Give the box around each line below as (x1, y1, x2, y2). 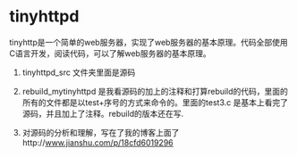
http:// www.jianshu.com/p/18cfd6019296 (21, 136, 174, 148)
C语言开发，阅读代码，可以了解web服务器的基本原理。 (9, 47, 212, 59)
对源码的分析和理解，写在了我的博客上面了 (21, 127, 180, 137)
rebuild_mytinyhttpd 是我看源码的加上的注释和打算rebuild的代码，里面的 (21, 86, 289, 96)
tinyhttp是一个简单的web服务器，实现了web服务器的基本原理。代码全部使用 (9, 37, 288, 47)
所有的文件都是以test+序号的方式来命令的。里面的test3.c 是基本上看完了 (21, 96, 289, 108)
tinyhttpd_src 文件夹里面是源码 (21, 67, 136, 78)
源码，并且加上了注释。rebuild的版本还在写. (21, 108, 184, 119)
